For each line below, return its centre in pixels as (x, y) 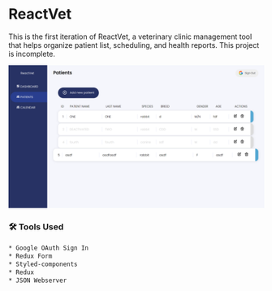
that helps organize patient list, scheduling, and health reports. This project (134, 45)
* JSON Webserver (38, 280)
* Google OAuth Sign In (49, 248)
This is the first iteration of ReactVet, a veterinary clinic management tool (130, 36)
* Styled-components (43, 264)
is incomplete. (32, 53)
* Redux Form (30, 256)
